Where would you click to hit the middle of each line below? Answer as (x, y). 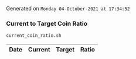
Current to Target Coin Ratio (47, 23)
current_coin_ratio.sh (34, 36)
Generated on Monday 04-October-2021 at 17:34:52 (68, 8)
